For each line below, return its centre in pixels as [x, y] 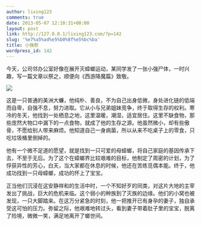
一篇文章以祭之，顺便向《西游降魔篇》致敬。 [77, 76]
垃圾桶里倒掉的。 [32, 137]
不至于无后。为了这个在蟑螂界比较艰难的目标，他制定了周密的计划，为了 [106, 158]
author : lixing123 [29, 12]
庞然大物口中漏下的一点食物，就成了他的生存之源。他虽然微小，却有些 [98, 122]
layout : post [22, 28]
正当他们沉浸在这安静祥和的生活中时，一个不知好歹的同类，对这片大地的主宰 [100, 185]
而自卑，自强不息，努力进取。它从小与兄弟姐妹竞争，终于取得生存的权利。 [98, 107]
